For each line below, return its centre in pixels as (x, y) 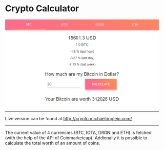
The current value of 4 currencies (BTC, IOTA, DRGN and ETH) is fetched (78, 132)
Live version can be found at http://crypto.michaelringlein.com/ (69, 118)
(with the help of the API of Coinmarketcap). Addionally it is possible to (76, 138)
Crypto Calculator (42, 9)
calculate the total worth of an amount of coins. (53, 143)
